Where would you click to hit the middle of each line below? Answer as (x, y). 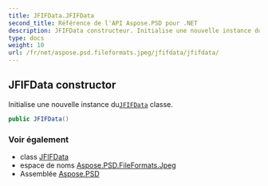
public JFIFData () (39, 119)
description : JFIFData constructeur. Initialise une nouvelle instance (130, 30)
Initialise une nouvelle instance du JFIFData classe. (91, 104)
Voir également (39, 139)
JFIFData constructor (62, 85)
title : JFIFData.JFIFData (51, 16)
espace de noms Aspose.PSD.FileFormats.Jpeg (98, 165)
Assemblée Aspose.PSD (59, 173)
